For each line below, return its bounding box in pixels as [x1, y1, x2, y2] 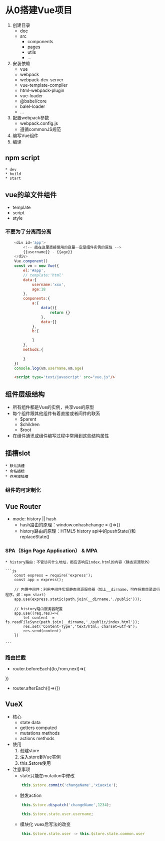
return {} [49, 310, 70, 315]
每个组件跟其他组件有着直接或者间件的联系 [12, 410, 100, 416]
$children [19, 422, 40, 428]
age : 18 [31, 287, 46, 292]
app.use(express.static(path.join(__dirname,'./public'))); [14, 597, 142, 602]
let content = [23, 615, 55, 620]
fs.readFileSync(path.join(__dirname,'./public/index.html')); [5, 620, 140, 625]
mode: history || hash [12, 515, 56, 522]
